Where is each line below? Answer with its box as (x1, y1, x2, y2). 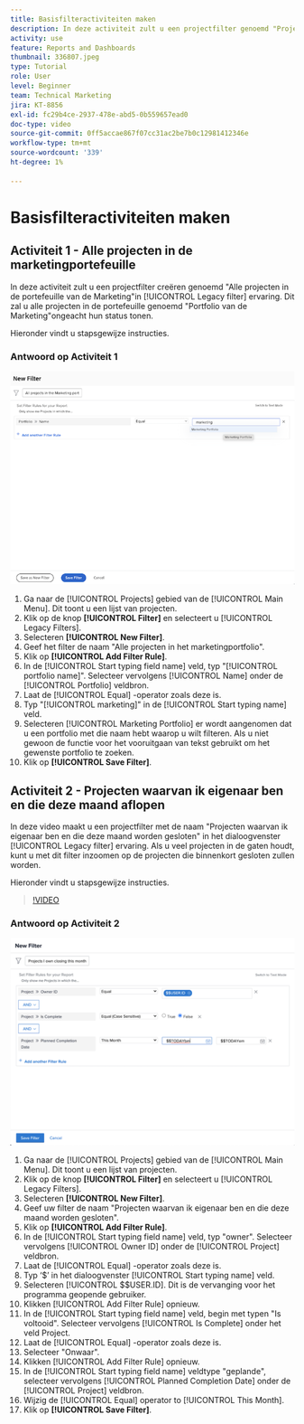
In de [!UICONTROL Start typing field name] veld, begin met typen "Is (23, 1307, 281, 1319)
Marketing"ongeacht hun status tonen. (10, 310, 154, 321)
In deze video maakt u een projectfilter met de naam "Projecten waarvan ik (10, 821, 288, 832)
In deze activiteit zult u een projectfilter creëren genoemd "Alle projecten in (10, 281, 290, 292)
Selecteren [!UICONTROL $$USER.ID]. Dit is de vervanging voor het (23, 1279, 276, 1290)
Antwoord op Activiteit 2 (10, 918, 120, 930)
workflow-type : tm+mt (10, 138, 92, 148)
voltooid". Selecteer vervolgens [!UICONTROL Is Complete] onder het (23, 1317, 282, 1328)
